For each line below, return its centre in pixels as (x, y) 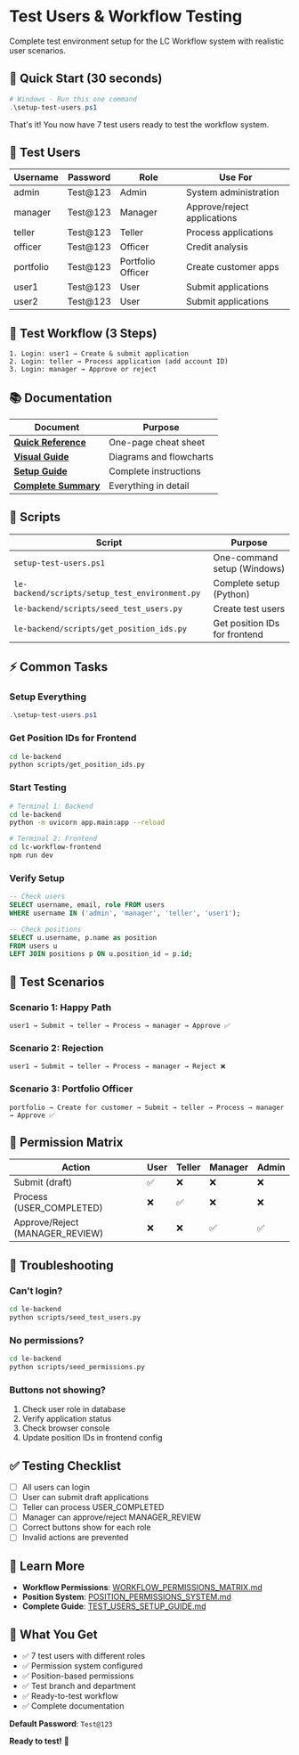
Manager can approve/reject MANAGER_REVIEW (112, 1517)
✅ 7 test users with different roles (83, 1656)
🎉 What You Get (53, 1634)
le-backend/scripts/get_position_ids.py (100, 629)
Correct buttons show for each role (86, 1527)
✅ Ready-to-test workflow (70, 1696)
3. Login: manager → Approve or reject (83, 370)
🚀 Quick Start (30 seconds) (86, 79)
